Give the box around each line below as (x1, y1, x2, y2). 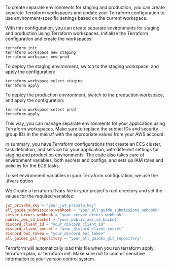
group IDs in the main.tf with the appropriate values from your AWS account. (5, 131, 165, 137)
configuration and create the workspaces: (5, 36, 93, 42)
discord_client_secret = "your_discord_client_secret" (5, 226, 124, 231)
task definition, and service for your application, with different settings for (5, 147, 159, 152)
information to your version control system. (5, 256, 95, 262)
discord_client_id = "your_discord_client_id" (5, 222, 106, 227)
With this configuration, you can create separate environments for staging (5, 25, 160, 31)
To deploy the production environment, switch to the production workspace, (5, 92, 164, 98)
